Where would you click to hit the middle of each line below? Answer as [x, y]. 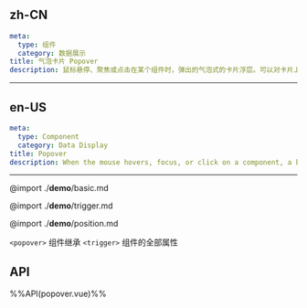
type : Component [48, 136]
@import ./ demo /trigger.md [61, 206]
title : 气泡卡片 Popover [54, 62]
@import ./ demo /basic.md [59, 188]
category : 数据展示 [52, 53]
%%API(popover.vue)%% [58, 294]
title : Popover [38, 154]
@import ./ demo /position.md [64, 224]
